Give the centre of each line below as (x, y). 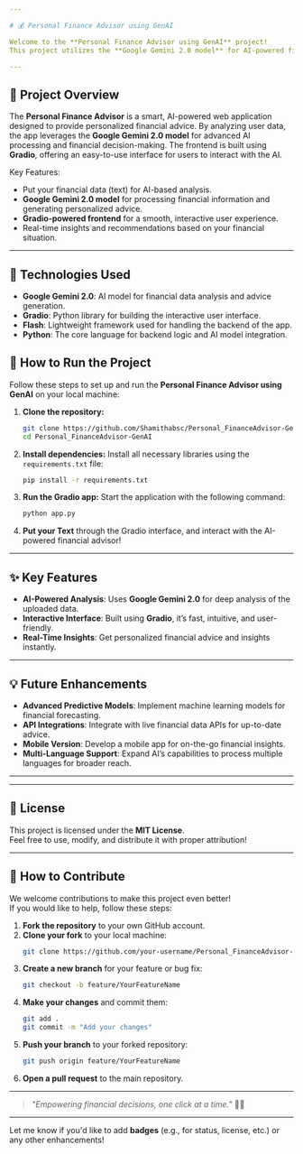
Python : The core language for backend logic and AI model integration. (155, 334)
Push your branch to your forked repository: (105, 1045)
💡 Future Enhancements (78, 683)
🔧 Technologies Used (70, 275)
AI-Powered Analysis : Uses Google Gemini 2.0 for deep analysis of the (156, 599)
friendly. (38, 628)
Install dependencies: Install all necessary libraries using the (136, 454)
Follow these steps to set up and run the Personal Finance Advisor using (146, 384)
